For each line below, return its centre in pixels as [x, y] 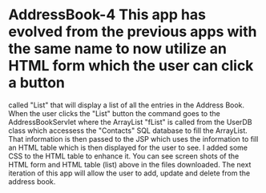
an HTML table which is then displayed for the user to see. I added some [128, 147]
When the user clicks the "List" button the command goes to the [114, 113]
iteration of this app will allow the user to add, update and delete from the [129, 173]
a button [37, 83]
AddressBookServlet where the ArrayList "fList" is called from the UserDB [130, 122]
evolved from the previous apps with [133, 32]
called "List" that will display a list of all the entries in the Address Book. [127, 105]
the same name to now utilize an [117, 49]
